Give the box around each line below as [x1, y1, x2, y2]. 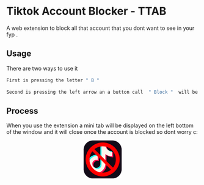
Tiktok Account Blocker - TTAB [6, 4, 167, 18]
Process [6, 105, 38, 116]
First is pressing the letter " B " [6, 77, 100, 83]
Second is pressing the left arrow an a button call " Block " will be [6, 89, 199, 95]
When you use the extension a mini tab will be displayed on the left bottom [6, 122, 194, 129]
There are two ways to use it [6, 65, 78, 72]
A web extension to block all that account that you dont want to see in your [6, 24, 195, 32]
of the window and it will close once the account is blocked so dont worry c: [6, 128, 199, 136]
